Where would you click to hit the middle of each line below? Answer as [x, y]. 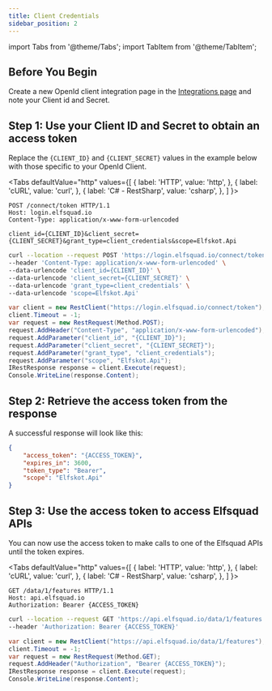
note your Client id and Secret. [59, 100]
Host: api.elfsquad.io [47, 598]
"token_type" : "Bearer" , [65, 470]
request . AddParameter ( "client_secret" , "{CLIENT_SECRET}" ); [112, 345]
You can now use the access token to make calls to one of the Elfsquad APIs [136, 543]
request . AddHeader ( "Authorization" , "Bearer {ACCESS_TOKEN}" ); [117, 664]
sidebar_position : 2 [43, 24]
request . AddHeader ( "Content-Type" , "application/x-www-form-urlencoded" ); [137, 330]
